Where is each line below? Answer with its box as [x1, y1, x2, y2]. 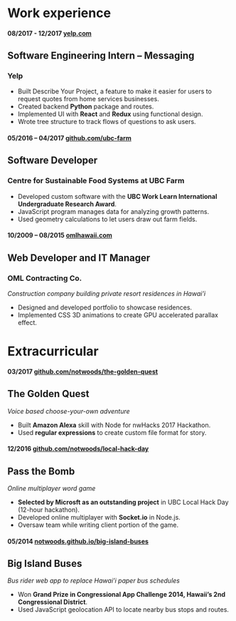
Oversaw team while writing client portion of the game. [17, 520, 179, 529]
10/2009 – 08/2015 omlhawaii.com [7, 231, 112, 240]
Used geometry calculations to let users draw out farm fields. [17, 215, 198, 223]
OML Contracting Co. [7, 273, 82, 283]
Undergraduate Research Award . [17, 200, 117, 208]
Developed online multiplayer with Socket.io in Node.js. [17, 513, 181, 522]
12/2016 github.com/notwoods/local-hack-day [7, 444, 149, 453]
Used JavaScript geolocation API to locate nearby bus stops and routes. [17, 605, 230, 614]
